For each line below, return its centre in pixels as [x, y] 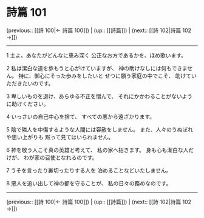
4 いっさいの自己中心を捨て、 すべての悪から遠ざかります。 [81, 116]
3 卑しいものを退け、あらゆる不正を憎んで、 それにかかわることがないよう [100, 96]
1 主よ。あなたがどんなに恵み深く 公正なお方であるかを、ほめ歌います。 [97, 55]
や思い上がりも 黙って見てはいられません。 [60, 137]
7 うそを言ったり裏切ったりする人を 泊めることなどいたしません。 [89, 170]
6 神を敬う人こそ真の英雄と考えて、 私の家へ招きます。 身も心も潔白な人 [97, 150]
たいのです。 [38, 83]
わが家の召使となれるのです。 [60, 157]
